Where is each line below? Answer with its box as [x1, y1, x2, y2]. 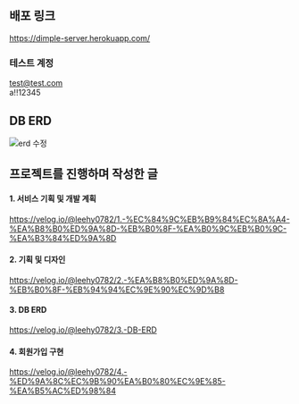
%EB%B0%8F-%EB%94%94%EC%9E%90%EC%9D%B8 [9, 284, 225, 295]
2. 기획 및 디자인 [9, 254, 66, 265]
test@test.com [9, 78, 63, 88]
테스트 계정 [9, 56, 54, 69]
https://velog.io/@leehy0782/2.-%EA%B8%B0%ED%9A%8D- [9, 274, 238, 285]
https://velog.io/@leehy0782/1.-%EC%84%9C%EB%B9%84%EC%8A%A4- [9, 214, 290, 224]
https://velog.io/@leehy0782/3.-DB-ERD [9, 324, 158, 335]
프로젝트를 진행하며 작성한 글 [9, 166, 159, 181]
